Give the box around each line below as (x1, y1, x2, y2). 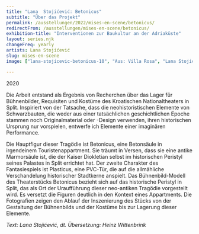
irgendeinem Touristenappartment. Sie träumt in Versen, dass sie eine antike (6, 146, 192, 154)
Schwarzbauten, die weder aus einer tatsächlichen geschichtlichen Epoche (6, 110, 190, 117)
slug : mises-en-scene (6, 53, 60, 59)
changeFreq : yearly (6, 42, 54, 48)
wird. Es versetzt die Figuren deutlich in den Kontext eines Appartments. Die (6, 191, 192, 198)
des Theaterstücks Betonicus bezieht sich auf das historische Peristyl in (6, 178, 182, 185)
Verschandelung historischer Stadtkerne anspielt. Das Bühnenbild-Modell (6, 172, 185, 179)
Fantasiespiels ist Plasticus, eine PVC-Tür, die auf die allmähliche (6, 165, 165, 172)
